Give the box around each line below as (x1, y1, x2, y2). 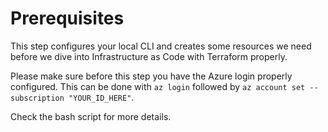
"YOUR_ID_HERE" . (68, 91, 135, 103)
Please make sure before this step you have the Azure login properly (10, 70, 293, 82)
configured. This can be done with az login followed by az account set (10, 80, 306, 92)
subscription (10, 93, 65, 103)
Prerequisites (10, 7, 125, 30)
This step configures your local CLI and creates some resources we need (10, 40, 312, 52)
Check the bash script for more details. (10, 110, 172, 122)
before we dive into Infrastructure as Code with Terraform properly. (10, 50, 288, 62)
